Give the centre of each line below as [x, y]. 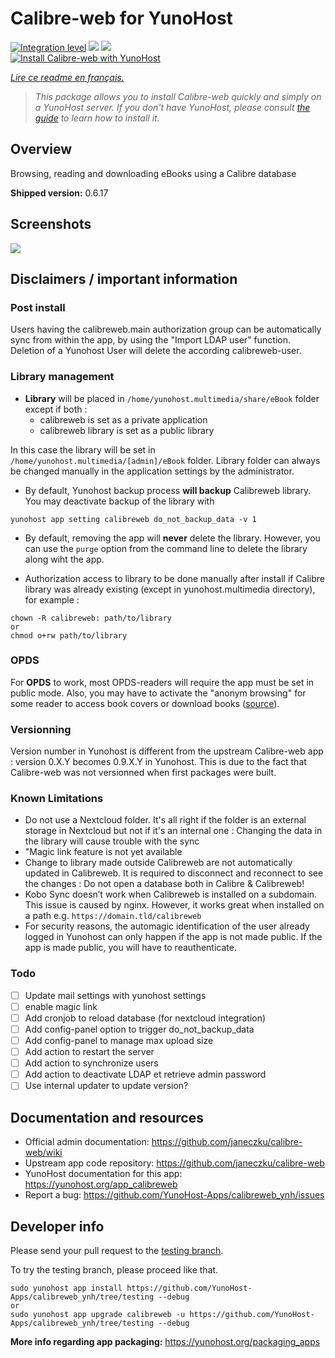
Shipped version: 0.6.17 [59, 193]
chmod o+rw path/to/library [69, 635]
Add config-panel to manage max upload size [119, 1040]
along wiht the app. [64, 559]
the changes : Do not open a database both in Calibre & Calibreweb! [164, 884]
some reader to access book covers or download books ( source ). [145, 703]
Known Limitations [57, 799]
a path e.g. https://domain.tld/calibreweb [113, 916]
